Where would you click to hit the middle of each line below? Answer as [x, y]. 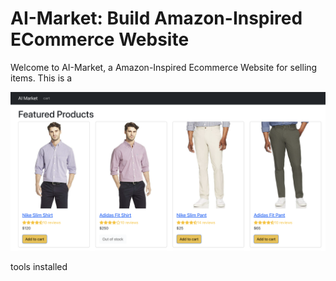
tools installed [39, 266]
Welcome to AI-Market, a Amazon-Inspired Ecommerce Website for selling [164, 67]
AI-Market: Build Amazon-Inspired [156, 18]
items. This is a [41, 78]
